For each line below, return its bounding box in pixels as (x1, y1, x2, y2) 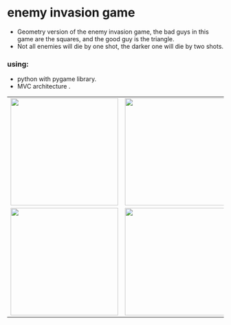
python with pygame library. (16, 75, 97, 83)
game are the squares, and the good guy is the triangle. (16, 34, 175, 43)
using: (7, 59, 29, 69)
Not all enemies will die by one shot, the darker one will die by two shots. (16, 42, 224, 50)
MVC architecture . (16, 82, 71, 91)
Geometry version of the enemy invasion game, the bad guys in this (16, 27, 210, 36)
